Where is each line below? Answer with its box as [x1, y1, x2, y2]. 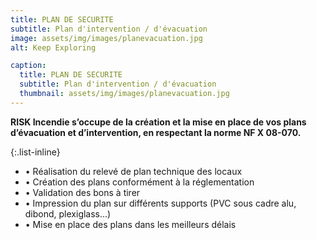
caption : [10, 61, 47, 71]
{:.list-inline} [10, 146, 61, 158]
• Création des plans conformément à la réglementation [24, 176, 255, 188]
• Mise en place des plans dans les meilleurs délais [24, 218, 237, 230]
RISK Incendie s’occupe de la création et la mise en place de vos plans [10, 116, 307, 128]
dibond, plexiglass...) [24, 207, 112, 220]
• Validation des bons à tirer [24, 186, 141, 198]
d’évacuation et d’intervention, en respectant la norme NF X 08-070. [10, 126, 302, 138]
